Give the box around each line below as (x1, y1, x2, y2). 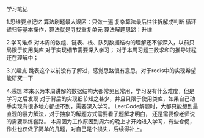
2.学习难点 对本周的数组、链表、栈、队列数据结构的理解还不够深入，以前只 (6, 39, 195, 46)
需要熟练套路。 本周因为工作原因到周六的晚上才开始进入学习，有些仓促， (11, 118, 195, 125)
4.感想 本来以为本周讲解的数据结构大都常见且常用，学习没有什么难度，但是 (6, 88, 195, 94)
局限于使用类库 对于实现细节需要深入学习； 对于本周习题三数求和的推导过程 (6, 46, 197, 53)
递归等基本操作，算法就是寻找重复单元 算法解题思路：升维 (6, 26, 153, 33)
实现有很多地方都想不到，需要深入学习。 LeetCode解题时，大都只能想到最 (11, 103, 199, 109)
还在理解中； (6, 54, 38, 61)
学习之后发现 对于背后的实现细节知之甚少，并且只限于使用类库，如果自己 (6, 95, 190, 102)
